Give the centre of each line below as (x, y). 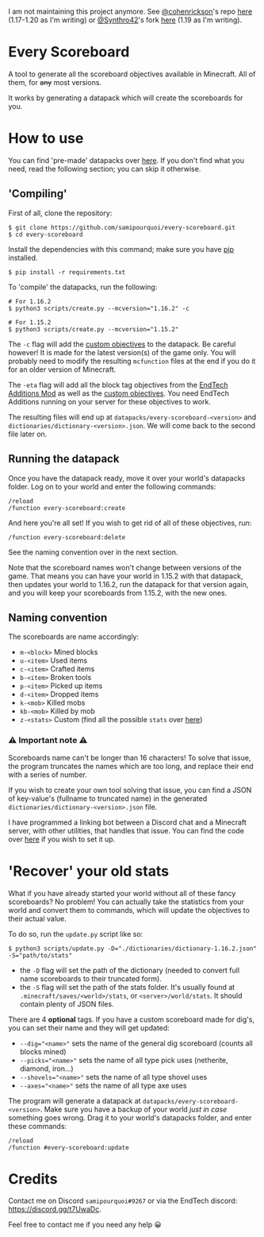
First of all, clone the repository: (60, 213)
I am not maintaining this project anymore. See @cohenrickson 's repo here (130, 12)
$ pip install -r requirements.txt (67, 272)
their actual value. (38, 918)
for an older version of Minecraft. (62, 369)
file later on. (28, 434)
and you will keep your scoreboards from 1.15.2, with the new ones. (118, 593)
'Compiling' (38, 194)
